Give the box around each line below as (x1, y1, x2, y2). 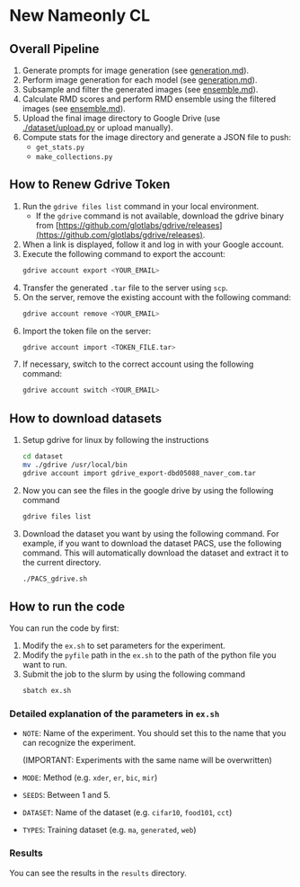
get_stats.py (35, 143, 85, 152)
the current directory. (22, 556, 101, 567)
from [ (35, 219, 59, 230)
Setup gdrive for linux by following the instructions (22, 435, 209, 446)
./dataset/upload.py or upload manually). (22, 122, 173, 133)
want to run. (22, 660, 67, 670)
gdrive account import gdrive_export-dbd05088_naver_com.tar (22, 468, 257, 477)
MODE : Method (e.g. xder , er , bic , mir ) (22, 772, 158, 783)
